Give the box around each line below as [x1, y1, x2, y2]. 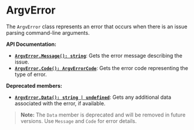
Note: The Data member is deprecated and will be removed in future [20, 111, 186, 118]
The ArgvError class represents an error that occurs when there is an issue [6, 23, 188, 30]
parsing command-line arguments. [6, 29, 90, 36]
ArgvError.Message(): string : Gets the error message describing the [14, 52, 183, 59]
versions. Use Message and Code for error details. [20, 117, 137, 124]
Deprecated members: [6, 82, 63, 89]
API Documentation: [6, 41, 57, 48]
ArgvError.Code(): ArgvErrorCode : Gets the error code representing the [14, 64, 188, 71]
